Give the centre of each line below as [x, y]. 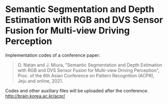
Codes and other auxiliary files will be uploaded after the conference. [77, 90]
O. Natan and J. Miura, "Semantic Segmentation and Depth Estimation [90, 65]
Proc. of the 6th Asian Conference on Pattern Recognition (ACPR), [86, 75]
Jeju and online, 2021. [40, 81]
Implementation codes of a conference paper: [53, 55]
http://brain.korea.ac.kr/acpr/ [35, 96]
